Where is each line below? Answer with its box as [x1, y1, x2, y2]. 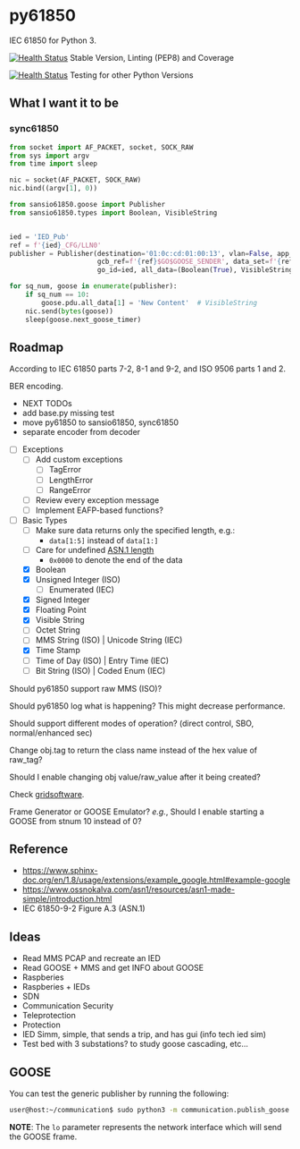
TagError [48, 464, 82, 475]
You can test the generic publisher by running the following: [9, 1088, 229, 1099]
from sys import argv [9, 151, 90, 160]
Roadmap [9, 339, 64, 354]
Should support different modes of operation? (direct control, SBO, [9, 718, 254, 728]
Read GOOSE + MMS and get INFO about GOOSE [21, 963, 204, 974]
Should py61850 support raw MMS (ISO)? [9, 683, 162, 694]
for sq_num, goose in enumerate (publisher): [9, 282, 178, 291]
